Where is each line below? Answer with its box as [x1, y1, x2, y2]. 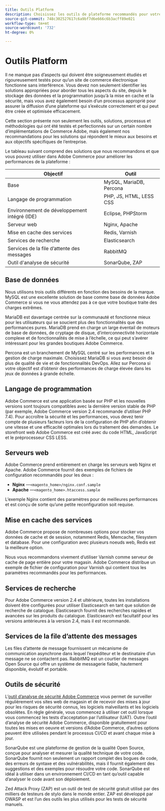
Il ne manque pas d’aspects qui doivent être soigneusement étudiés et [5, 72, 147, 78]
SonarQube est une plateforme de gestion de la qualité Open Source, [5, 745, 145, 751]
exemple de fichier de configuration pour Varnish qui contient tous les [5, 565, 146, 571]
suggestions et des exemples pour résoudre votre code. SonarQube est [5, 765, 150, 772]
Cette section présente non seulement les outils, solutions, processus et [5, 117, 151, 123]
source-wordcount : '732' [5, 26, 56, 30]
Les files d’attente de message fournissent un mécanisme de [5, 645, 128, 651]
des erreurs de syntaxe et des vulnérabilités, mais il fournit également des [5, 760, 155, 766]
